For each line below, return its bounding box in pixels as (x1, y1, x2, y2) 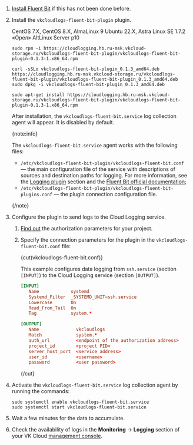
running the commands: (11, 388, 70, 395)
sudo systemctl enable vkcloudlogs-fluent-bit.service (11, 399, 149, 406)
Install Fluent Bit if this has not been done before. (11, 5, 131, 12)
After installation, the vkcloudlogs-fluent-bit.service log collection (11, 113, 177, 120)
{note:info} (11, 130, 38, 137)
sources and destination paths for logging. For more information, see (20, 172, 187, 179)
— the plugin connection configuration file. (54, 191, 158, 197)
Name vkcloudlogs (28, 327, 105, 332)
